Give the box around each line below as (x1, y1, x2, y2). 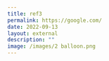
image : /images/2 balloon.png (7, 43, 96, 50)
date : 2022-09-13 (7, 23, 58, 30)
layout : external (7, 29, 58, 37)
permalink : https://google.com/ (7, 17, 102, 24)
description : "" (7, 36, 55, 43)
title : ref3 (7, 10, 42, 18)
